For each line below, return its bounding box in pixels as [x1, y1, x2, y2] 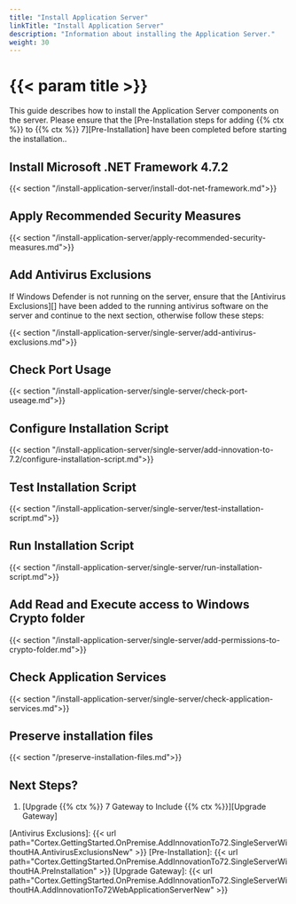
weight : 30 [9, 37, 50, 47]
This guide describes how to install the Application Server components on [9, 106, 279, 116]
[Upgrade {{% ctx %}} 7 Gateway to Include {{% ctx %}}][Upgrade [21, 801, 267, 813]
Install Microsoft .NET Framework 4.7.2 [9, 159, 229, 174]
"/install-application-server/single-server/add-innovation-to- [51, 445, 274, 456]
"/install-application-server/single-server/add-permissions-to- [51, 634, 281, 645]
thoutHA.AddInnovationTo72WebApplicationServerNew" [9, 884, 214, 895]
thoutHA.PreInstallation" [9, 866, 97, 876]
